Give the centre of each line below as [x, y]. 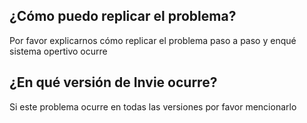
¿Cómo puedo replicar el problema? [123, 16]
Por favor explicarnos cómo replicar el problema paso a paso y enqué [153, 40]
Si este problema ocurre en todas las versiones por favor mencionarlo [153, 106]
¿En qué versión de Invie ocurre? [113, 82]
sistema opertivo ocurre [58, 51]
